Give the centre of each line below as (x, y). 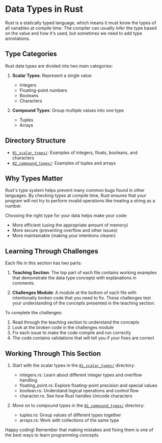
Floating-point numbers (43, 90)
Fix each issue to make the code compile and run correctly (71, 333)
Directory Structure (36, 141)
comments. (24, 283)
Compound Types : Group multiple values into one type (68, 110)
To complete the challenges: (34, 313)
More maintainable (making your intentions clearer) (64, 236)
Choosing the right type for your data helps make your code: (66, 216)
